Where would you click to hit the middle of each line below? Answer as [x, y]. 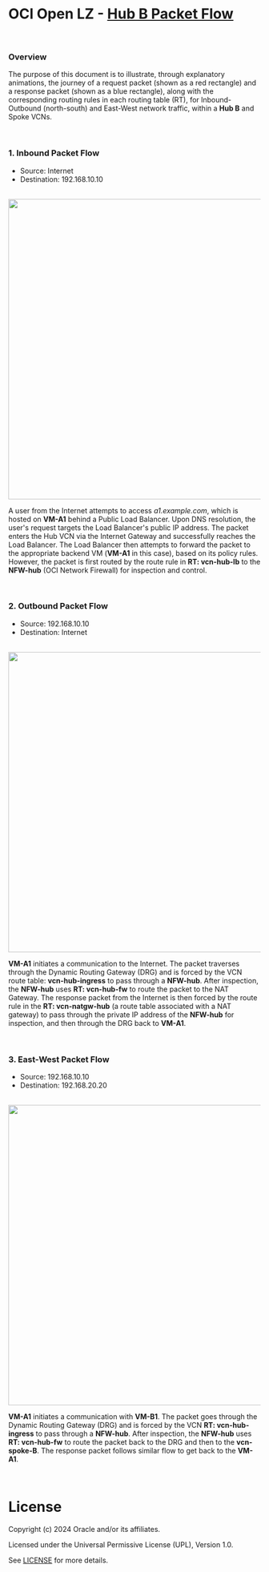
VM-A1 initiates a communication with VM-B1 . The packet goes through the [133, 1417]
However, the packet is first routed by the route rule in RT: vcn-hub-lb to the [134, 561]
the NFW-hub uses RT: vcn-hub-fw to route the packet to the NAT [119, 989]
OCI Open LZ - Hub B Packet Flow [121, 14]
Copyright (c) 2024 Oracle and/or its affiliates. [84, 1530]
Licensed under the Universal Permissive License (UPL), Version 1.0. [121, 1545]
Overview [28, 57]
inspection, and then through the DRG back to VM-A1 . [97, 1023]
